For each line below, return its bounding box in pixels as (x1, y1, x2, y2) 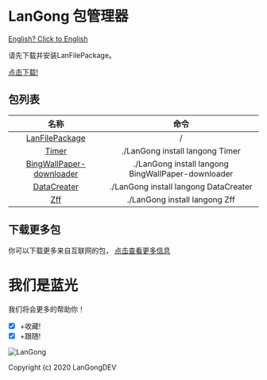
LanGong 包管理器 (8, 7, 129, 25)
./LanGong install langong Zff (126, 194, 236, 205)
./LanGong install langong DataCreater (110, 180, 253, 192)
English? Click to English (8, 33, 88, 44)
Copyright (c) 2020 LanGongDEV (8, 363, 117, 372)
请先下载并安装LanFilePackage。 (8, 50, 117, 60)
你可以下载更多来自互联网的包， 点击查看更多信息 (8, 246, 171, 255)
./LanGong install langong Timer (121, 145, 241, 156)
